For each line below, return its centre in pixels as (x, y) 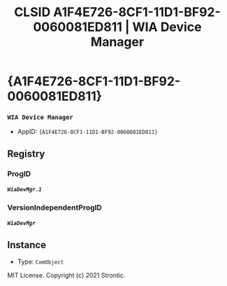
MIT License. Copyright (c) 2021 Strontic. (66, 275)
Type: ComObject (41, 262)
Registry (26, 154)
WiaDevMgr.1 (24, 190)
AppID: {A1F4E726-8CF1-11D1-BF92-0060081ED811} (88, 132)
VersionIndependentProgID (55, 207)
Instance (27, 245)
